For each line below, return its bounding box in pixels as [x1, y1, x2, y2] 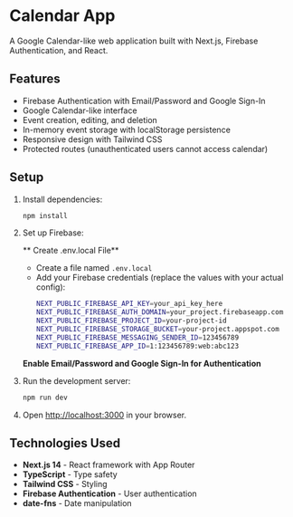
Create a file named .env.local [35, 263, 153, 273]
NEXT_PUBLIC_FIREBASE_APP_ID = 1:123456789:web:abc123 [35, 341, 240, 350]
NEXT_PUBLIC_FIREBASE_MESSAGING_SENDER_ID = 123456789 [35, 332, 240, 342]
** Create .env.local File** [22, 245, 119, 256]
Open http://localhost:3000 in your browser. [22, 409, 187, 420]
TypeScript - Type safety [22, 469, 118, 480]
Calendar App [9, 5, 116, 26]
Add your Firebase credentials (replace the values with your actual [35, 273, 284, 283]
